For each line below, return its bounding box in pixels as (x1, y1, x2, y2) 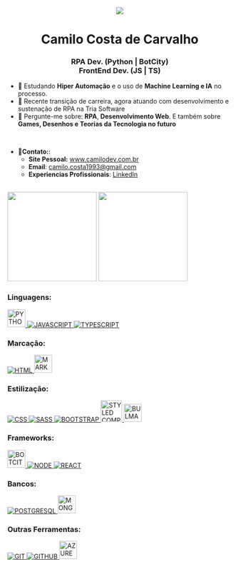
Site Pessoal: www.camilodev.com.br (28, 155, 139, 164)
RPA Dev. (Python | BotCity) (71, 57, 169, 67)
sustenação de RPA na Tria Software (17, 104, 125, 114)
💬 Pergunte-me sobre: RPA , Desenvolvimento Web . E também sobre (17, 112, 221, 121)
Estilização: (7, 384, 49, 393)
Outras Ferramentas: (7, 524, 81, 534)
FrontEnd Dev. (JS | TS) (78, 66, 161, 76)
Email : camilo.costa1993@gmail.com (28, 163, 137, 171)
